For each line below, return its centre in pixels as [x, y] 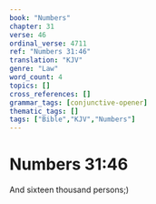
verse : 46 [28, 35]
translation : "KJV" [46, 60]
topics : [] [30, 86]
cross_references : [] [50, 94]
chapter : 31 [32, 26]
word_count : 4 [36, 77]
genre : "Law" [34, 69]
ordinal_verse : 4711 [49, 43]
